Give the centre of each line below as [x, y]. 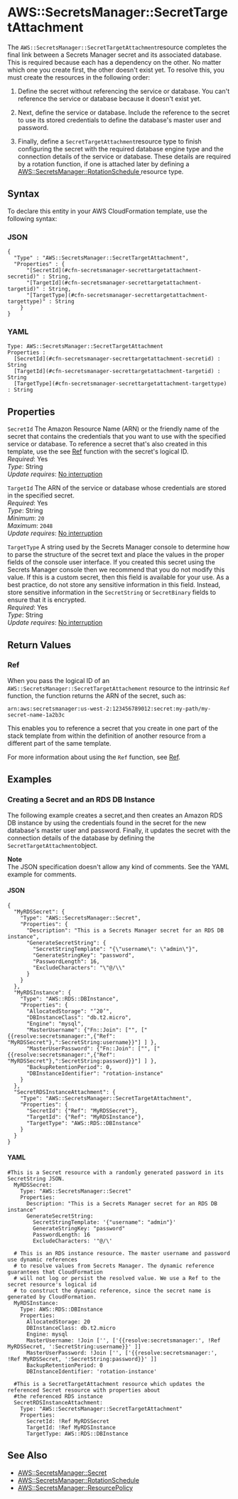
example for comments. [42, 874]
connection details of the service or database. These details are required [124, 156]
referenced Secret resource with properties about [84, 1390]
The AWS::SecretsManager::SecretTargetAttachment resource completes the [117, 47]
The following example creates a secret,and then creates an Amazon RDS [115, 815]
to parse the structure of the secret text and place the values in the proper [116, 554]
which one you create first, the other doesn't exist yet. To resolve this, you [116, 70]
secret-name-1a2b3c [36, 715]
